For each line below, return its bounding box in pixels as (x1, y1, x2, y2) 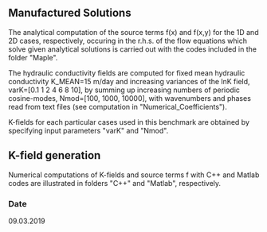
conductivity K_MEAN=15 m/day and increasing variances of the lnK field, (8, 76, 250, 86)
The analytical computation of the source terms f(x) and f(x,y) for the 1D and (8, 27, 259, 37)
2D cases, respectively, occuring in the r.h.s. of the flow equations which (8, 36, 247, 45)
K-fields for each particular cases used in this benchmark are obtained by (8, 117, 249, 126)
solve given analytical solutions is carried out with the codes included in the (8, 44, 257, 54)
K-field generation (8, 149, 101, 162)
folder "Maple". (8, 52, 58, 62)
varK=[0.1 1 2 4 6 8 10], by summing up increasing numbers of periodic (8, 85, 241, 95)
